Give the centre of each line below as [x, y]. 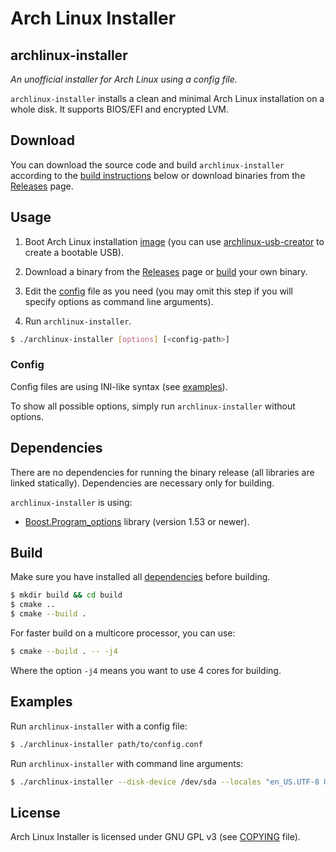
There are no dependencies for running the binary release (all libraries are [162, 472]
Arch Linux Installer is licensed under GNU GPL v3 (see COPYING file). [155, 837]
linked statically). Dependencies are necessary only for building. [142, 483]
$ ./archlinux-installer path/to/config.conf [106, 744]
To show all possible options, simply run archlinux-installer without [153, 406]
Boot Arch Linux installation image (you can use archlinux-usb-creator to [174, 241]
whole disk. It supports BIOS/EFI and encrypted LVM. [120, 109]
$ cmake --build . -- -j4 [64, 652]
